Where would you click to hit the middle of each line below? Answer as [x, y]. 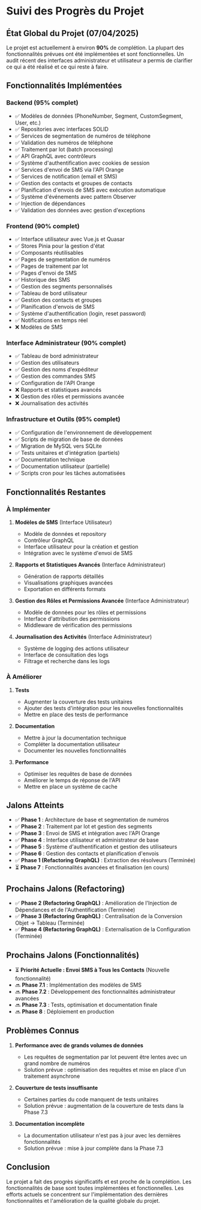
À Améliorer [24, 677]
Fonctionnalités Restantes [56, 492]
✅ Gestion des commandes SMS [55, 376]
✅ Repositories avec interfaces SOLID [62, 129]
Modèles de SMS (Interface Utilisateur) [63, 522]
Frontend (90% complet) [43, 226]
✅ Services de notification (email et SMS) [66, 176]
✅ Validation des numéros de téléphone [64, 142]
